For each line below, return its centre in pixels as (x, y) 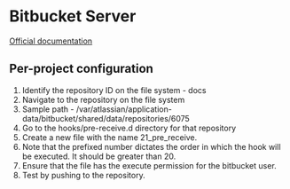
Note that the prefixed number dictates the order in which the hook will (151, 146)
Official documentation (51, 41)
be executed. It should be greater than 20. (99, 156)
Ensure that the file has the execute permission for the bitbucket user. (149, 165)
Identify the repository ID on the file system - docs (114, 90)
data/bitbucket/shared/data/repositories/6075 (106, 118)
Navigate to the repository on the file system (103, 99)
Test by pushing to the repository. (83, 175)
